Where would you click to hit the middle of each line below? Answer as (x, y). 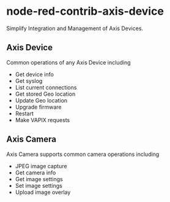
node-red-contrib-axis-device (85, 11)
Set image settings (39, 185)
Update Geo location (41, 100)
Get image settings (39, 179)
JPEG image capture (41, 166)
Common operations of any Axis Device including (68, 62)
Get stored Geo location (45, 94)
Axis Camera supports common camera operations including (83, 154)
